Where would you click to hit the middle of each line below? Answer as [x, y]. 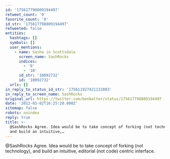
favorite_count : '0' [27, 19]
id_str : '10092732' [39, 75]
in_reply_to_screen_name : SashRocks [44, 94]
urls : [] [19, 85]
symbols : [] [23, 43]
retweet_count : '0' [26, 15]
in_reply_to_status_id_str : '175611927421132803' [59, 89]
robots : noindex [22, 113]
